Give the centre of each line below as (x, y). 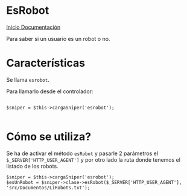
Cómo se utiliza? (49, 137)
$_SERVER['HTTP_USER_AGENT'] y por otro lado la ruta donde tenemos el (93, 159)
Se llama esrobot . (28, 79)
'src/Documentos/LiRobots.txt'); (48, 188)
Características (46, 63)
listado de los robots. (32, 166)
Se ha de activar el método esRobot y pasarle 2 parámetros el (82, 153)
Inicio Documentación (33, 27)
